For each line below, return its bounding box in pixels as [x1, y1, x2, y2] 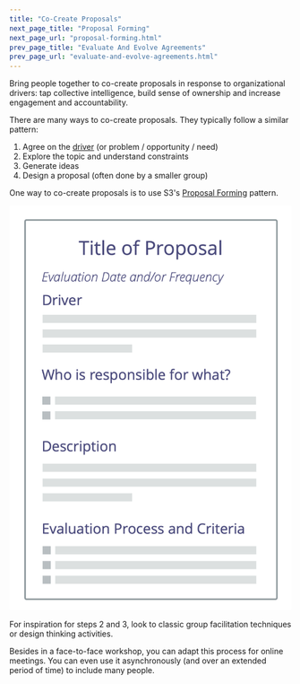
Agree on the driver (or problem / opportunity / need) [21, 142, 219, 153]
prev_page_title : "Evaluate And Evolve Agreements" [9, 43, 206, 52]
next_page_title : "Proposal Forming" [9, 23, 150, 33]
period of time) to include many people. [9, 664, 155, 675]
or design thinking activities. [9, 628, 114, 639]
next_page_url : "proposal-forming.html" [9, 33, 163, 42]
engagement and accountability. [9, 97, 128, 108]
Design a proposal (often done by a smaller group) [21, 171, 209, 181]
